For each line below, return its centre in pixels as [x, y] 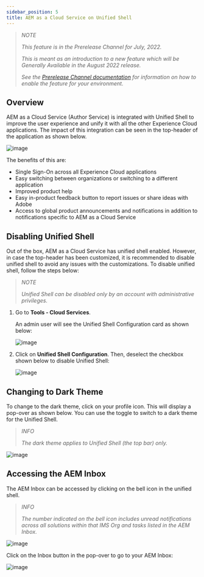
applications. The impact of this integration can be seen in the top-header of [102, 130]
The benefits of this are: [37, 160]
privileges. [34, 301]
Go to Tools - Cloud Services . [53, 313]
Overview [25, 102]
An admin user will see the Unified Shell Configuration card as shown [102, 324]
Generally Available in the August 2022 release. [81, 65]
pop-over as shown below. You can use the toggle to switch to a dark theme [102, 412]
